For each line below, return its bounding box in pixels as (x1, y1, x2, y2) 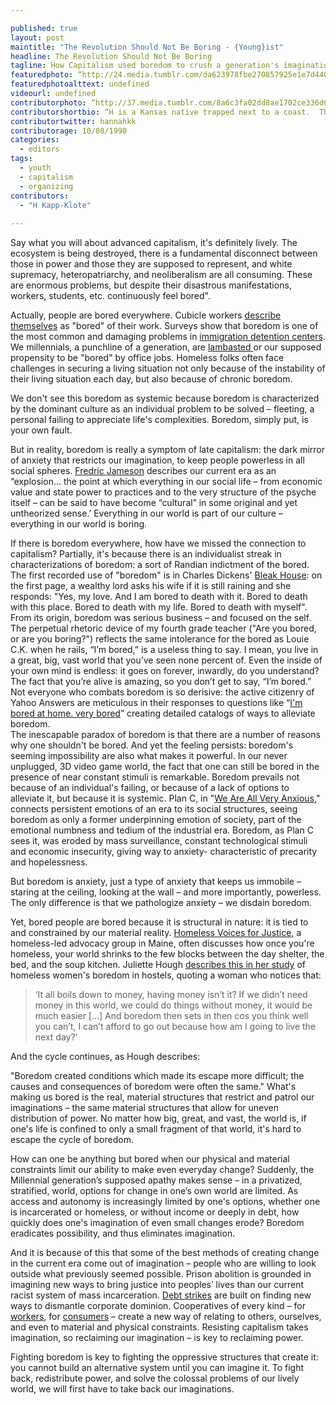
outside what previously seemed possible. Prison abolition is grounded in (10, 1268, 312, 1280)
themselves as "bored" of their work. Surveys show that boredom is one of (10, 320, 319, 332)
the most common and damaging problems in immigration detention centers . (10, 331, 326, 343)
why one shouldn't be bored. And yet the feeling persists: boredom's (10, 739, 294, 751)
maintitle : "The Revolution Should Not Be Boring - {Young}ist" (10, 42, 284, 52)
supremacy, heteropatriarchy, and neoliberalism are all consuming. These (10, 269, 313, 281)
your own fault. (10, 424, 73, 436)
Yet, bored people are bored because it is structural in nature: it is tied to (10, 916, 309, 928)
